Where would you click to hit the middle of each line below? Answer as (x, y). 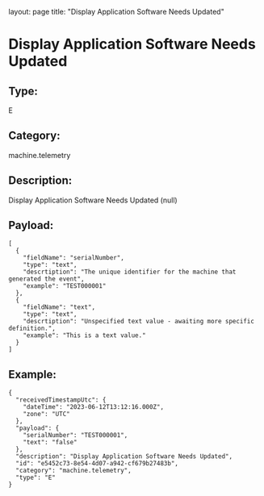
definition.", (32, 329)
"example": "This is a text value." (85, 336)
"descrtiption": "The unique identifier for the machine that (130, 272)
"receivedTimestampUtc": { (61, 400)
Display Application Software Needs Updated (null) (93, 200)
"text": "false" (50, 443)
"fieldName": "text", (59, 307)
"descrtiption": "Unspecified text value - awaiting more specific (138, 322)
